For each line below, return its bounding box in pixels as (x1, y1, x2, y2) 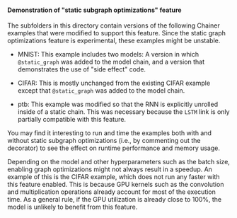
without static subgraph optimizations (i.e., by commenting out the (7, 137, 201, 145)
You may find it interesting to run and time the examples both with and (7, 129, 212, 137)
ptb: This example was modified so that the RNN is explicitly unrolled (17, 100, 218, 109)
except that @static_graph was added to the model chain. (17, 86, 185, 95)
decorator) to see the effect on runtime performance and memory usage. (7, 144, 221, 152)
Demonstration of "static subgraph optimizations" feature (7, 6, 182, 14)
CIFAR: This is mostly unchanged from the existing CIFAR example (17, 79, 211, 88)
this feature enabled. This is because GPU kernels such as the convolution (7, 180, 224, 189)
